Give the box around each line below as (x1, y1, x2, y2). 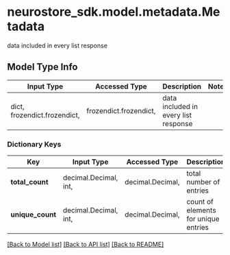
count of (186, 197, 214, 206)
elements (186, 206, 217, 215)
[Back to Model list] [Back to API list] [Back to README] (7, 241, 164, 249)
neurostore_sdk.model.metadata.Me (7, 4, 220, 20)
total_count (10, 178, 49, 187)
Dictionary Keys (7, 139, 62, 149)
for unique (186, 214, 220, 223)
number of (186, 178, 220, 187)
